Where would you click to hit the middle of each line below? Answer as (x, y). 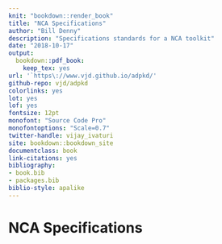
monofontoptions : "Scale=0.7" (59, 128)
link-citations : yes (43, 158)
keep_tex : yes (46, 68)
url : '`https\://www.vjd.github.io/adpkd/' (83, 76)
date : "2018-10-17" (41, 46)
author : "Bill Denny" (45, 31)
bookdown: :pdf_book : (50, 61)
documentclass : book (43, 151)
